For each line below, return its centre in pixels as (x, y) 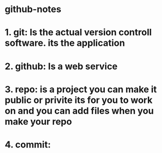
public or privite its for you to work (79, 100)
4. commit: (28, 144)
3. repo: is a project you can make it (81, 89)
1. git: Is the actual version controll (78, 33)
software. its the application (65, 43)
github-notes (33, 9)
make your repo (38, 121)
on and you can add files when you (79, 111)
